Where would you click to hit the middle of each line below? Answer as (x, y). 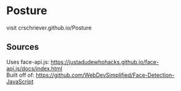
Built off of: (21, 75)
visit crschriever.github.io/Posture (49, 28)
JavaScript (20, 81)
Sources (23, 47)
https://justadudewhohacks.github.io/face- (105, 61)
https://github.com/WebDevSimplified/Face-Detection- (105, 75)
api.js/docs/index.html (34, 68)
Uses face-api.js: (28, 61)
